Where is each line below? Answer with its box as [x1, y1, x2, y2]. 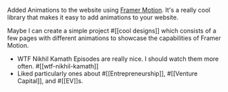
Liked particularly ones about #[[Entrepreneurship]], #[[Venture [17, 69, 198, 77]
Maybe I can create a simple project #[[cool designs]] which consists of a [7, 27, 216, 35]
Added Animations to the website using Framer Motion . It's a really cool [7, 6, 211, 14]
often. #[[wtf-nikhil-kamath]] [17, 62, 99, 70]
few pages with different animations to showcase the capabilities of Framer [7, 34, 221, 42]
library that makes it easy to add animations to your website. [7, 13, 179, 21]
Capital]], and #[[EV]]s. [17, 77, 84, 85]
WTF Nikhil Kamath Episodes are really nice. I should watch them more [17, 55, 219, 63]
